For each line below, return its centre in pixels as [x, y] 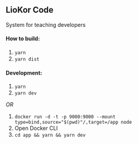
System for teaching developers [46, 24]
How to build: [23, 38]
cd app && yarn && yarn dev [50, 135]
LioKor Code [30, 10]
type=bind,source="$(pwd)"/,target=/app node [73, 122]
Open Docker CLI [36, 128]
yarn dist [27, 59]
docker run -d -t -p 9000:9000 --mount [65, 117]
